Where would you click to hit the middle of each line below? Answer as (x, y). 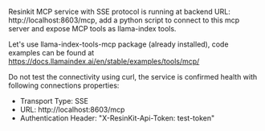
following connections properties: (64, 85)
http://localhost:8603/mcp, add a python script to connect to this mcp (124, 20)
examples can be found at (51, 53)
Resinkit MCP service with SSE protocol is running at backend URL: (119, 12)
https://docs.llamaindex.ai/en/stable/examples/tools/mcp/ (104, 61)
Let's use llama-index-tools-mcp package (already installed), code (118, 44)
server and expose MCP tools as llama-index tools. (92, 29)
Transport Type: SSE (54, 101)
